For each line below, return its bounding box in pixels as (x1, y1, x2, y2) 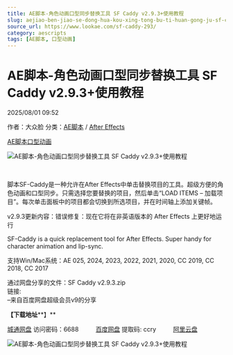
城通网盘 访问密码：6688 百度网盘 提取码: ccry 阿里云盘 (7, 325, 198, 334)
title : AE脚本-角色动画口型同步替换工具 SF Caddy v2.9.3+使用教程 (7, 10, 184, 17)
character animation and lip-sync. (7, 242, 104, 251)
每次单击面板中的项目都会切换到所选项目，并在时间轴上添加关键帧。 (21, 198, 217, 206)
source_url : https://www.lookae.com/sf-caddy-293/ (7, 23, 157, 30)
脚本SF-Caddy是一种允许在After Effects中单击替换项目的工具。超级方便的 (7, 181, 218, 189)
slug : (7, 17, 23, 24)
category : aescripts (7, 29, 67, 37)
